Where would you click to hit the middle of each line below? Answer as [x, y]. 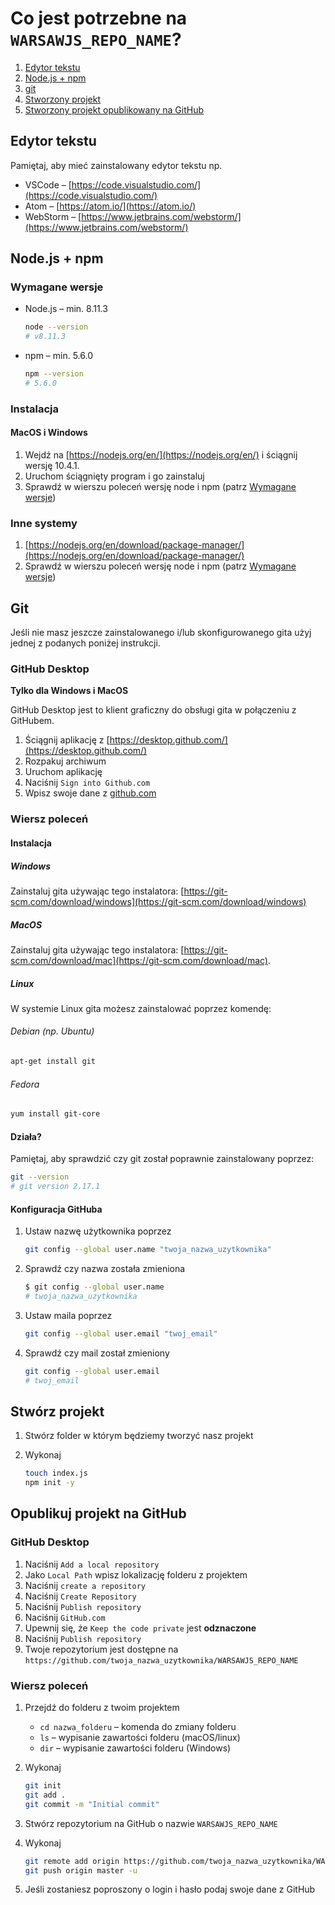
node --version [56, 327]
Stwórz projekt [57, 1411]
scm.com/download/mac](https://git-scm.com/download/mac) [139, 960]
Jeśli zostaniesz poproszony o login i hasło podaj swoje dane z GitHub [170, 1889]
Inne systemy [44, 523]
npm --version [54, 374]
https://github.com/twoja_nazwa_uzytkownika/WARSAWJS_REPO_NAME [161, 1660]
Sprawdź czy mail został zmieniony [97, 1353]
